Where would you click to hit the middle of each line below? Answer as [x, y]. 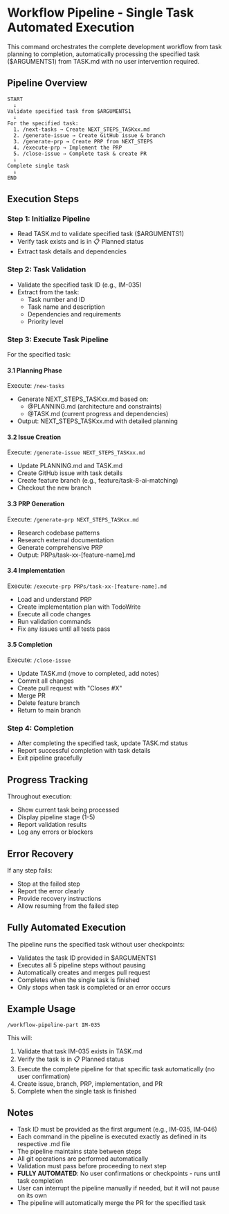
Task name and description [66, 307]
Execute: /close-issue [39, 660]
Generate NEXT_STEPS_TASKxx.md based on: [83, 399]
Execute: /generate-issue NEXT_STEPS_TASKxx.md [76, 452]
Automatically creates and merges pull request [84, 972]
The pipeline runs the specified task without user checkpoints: [96, 944]
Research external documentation [65, 540]
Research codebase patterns [58, 533]
